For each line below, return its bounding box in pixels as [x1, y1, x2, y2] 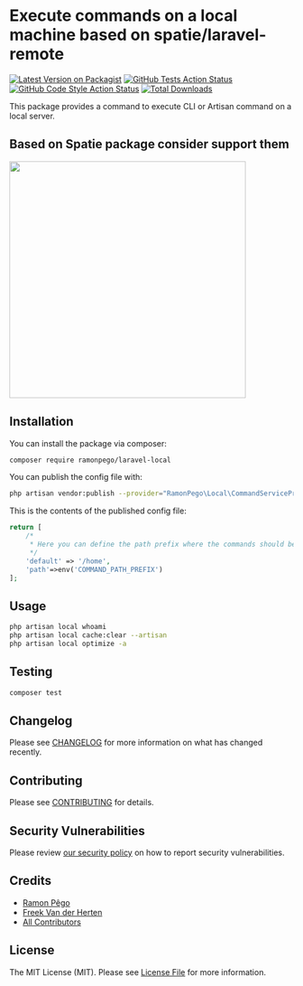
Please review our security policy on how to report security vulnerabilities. [9, 847, 285, 858]
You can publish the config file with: [9, 472, 142, 483]
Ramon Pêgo [22, 897, 70, 908]
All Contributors [22, 916, 81, 927]
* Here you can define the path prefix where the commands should [29, 540, 284, 549]
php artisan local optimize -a [9, 639, 127, 648]
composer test [9, 688, 63, 697]
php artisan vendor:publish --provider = [9, 489, 164, 498]
